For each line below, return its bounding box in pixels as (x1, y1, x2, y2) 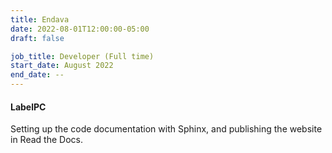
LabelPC (10, 101, 47, 113)
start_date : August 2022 (10, 61, 114, 71)
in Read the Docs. (10, 134, 83, 146)
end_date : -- (10, 70, 65, 80)
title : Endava (10, 14, 70, 25)
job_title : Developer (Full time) (10, 51, 155, 61)
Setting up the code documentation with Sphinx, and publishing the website (10, 123, 323, 135)
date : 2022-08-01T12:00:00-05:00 (10, 24, 150, 34)
